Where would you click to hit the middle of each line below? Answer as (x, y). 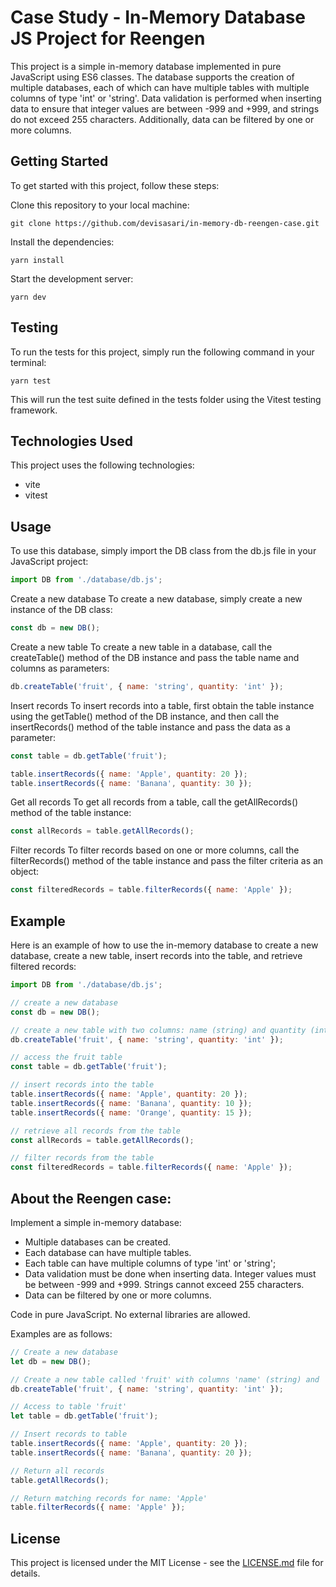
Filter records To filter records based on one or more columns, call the (155, 850)
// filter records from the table (82, 1158)
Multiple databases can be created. (98, 1242)
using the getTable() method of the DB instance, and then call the (145, 716)
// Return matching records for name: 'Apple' (109, 1498)
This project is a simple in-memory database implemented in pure (146, 66)
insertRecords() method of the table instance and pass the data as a (150, 727)
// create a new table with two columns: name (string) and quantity (158, 1030)
